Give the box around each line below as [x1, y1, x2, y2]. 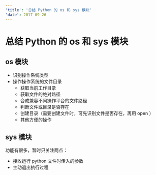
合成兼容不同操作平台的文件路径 [20, 97, 87, 103]
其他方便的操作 [20, 116, 52, 123]
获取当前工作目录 [20, 84, 56, 91]
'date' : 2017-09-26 [5, 12, 47, 17]
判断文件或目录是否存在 [20, 104, 70, 110]
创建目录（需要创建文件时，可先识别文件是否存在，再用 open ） [20, 110, 154, 116]
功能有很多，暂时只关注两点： [5, 147, 68, 153]
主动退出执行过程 [12, 164, 49, 170]
